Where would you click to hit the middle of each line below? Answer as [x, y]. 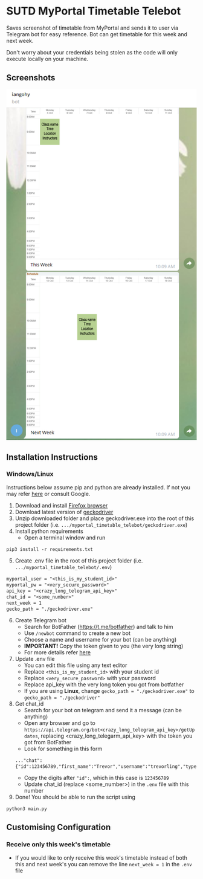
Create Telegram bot [40, 620]
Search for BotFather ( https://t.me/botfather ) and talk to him [98, 626]
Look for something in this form [63, 749]
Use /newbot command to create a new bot [77, 633]
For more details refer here [57, 652]
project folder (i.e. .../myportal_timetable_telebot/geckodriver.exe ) [101, 524]
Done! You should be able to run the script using [75, 797]
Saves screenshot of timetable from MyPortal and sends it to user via [92, 28]
